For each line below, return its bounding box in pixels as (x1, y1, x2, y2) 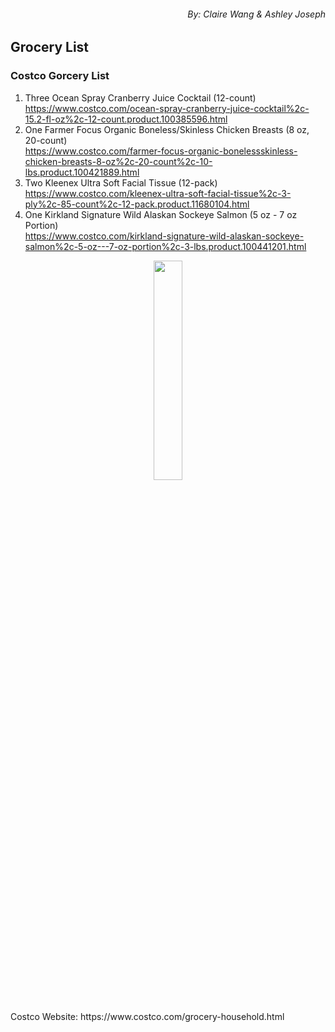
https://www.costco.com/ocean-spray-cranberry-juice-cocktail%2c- (24, 102, 310, 114)
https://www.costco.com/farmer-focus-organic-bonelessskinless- (24, 145, 298, 157)
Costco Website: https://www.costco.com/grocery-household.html (10, 1010, 285, 1022)
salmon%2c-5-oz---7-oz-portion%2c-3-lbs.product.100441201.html (24, 240, 307, 252)
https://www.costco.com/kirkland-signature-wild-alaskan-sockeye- (24, 230, 305, 242)
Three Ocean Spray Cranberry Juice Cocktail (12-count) (24, 91, 257, 104)
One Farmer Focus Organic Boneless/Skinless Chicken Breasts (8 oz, (24, 123, 310, 135)
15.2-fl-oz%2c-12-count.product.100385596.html (24, 113, 228, 125)
